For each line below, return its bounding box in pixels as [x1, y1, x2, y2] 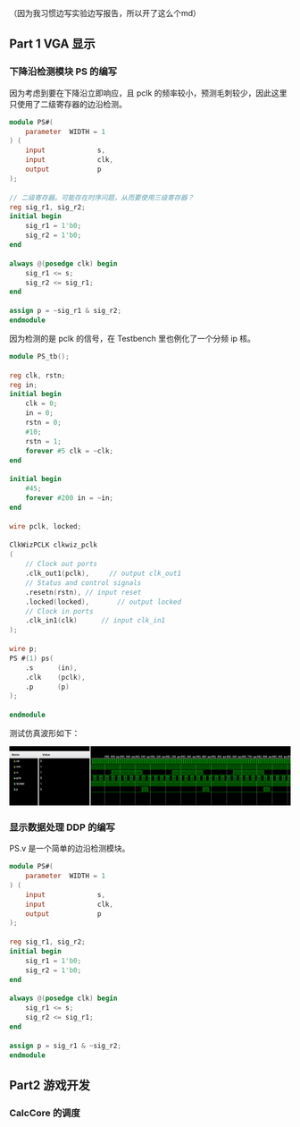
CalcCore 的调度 [9, 1106, 80, 1119]
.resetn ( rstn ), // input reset [25, 588, 142, 597]
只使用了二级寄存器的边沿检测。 [9, 98, 127, 109]
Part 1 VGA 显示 [9, 37, 96, 52]
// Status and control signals [25, 578, 142, 588]
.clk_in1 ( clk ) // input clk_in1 [25, 616, 166, 625]
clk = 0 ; [25, 399, 58, 409]
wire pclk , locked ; [9, 521, 82, 530]
